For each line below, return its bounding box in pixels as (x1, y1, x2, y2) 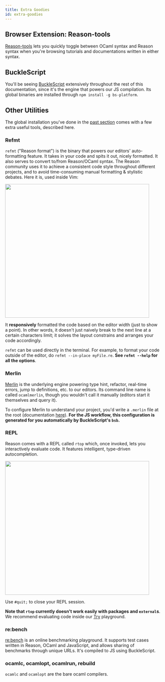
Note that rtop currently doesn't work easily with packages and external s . (5, 608, 161, 614)
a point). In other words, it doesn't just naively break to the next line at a (5, 327, 151, 333)
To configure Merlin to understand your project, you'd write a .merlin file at (5, 406, 159, 413)
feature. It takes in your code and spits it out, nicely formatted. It (27, 153, 158, 159)
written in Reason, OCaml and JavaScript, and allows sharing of (5, 642, 135, 648)
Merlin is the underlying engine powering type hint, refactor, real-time (5, 381, 147, 387)
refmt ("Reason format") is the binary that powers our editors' (5, 148, 131, 154)
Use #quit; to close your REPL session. (5, 598, 85, 604)
